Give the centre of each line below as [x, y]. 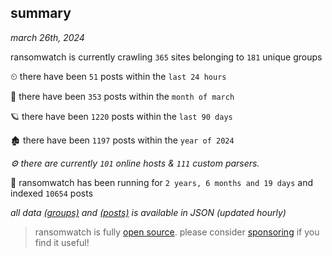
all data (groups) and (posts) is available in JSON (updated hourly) [148, 212]
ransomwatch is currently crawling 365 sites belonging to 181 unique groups [166, 57]
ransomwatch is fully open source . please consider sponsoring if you [177, 232]
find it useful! [62, 242]
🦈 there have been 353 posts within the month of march [122, 96]
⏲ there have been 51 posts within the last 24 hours [118, 76]
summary [41, 13]
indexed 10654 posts [52, 193]
